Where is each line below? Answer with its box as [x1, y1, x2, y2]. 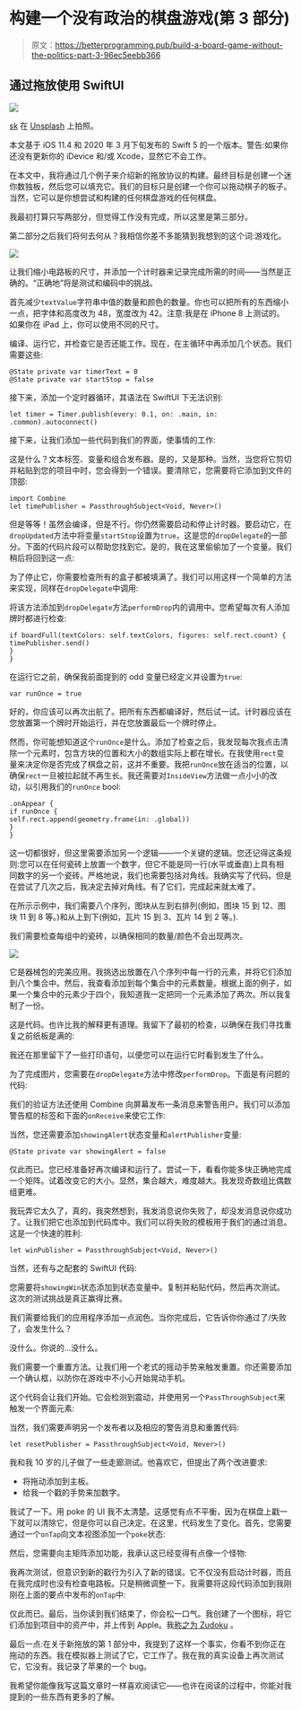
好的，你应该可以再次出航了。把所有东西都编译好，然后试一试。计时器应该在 [9, 706, 292, 716]
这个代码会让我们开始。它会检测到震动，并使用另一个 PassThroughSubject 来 [9, 1391, 286, 1402]
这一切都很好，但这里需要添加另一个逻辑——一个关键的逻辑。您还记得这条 [9, 847, 284, 858]
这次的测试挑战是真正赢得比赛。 [9, 1293, 127, 1303]
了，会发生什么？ [9, 1323, 73, 1334]
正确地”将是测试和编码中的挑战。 [36, 277, 159, 288]
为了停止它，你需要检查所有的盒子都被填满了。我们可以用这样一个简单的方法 [9, 571, 292, 582]
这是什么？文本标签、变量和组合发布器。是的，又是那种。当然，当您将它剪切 [9, 453, 292, 464]
